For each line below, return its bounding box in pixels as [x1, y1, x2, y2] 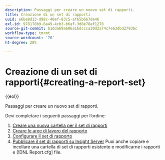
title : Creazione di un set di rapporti [5, 12, 91, 17]
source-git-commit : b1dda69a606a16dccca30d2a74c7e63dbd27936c [5, 26, 137, 31]
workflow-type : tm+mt [5, 31, 50, 36]
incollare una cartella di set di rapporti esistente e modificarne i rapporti [12, 143, 160, 149]
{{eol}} [5, 93, 19, 99]
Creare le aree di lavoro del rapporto [12, 127, 87, 133]
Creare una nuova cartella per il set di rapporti [12, 122, 107, 128]
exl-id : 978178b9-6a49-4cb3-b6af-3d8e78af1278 [5, 21, 104, 27]
